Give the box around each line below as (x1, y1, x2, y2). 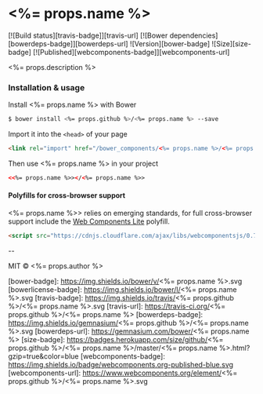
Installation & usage (8, 82, 85, 93)
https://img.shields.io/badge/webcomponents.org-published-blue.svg (8, 359, 233, 369)
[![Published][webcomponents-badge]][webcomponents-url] (32, 47, 230, 57)
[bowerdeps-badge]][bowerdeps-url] (8, 38, 128, 48)
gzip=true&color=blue (8, 351, 79, 361)
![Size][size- (211, 38, 252, 48)
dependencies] (169, 31, 218, 40)
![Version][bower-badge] (129, 38, 211, 48)
